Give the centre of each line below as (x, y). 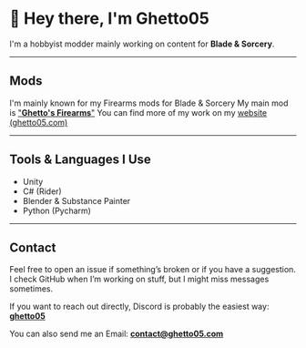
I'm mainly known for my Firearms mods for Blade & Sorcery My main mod (149, 103)
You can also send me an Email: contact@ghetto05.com (117, 334)
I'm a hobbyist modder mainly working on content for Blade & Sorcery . (142, 44)
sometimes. (31, 289)
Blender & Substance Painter (76, 200)
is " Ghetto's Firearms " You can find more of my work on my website (138, 112)
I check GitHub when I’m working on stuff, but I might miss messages (139, 279)
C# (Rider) (42, 191)
